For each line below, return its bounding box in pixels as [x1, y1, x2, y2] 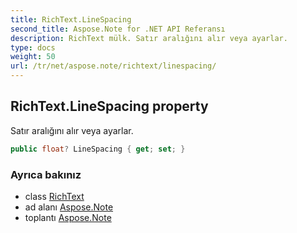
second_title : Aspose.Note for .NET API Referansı [10, 24, 226, 34]
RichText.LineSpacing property [10, 98, 209, 115]
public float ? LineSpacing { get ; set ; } [10, 144, 186, 154]
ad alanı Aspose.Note [24, 201, 114, 213]
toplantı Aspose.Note [24, 211, 112, 223]
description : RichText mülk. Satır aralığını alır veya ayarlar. [10, 33, 288, 43]
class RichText [24, 190, 85, 202]
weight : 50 [10, 52, 56, 62]
